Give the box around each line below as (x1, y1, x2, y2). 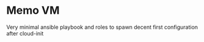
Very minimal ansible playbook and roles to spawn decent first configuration (6, 23, 199, 31)
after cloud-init (6, 29, 44, 37)
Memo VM (6, 4, 60, 17)
